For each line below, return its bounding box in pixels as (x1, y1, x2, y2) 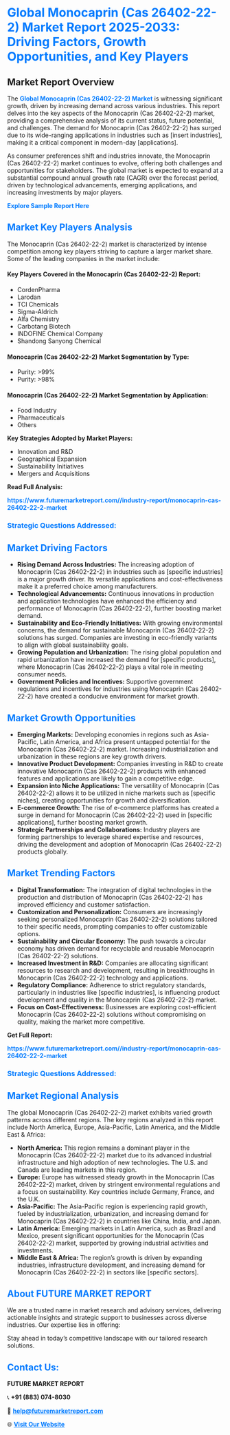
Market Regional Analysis (7, 1090, 119, 1102)
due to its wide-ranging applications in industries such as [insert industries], (7, 131, 222, 139)
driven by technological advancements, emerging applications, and (7, 181, 198, 189)
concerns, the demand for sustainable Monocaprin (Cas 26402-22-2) (16, 626, 214, 634)
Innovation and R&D (16, 448, 73, 456)
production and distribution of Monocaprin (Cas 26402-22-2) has (16, 893, 203, 901)
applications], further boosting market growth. (16, 818, 148, 826)
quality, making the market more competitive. (16, 1018, 146, 1026)
